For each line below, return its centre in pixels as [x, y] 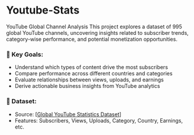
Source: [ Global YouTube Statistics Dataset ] [68, 114]
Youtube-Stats [43, 10]
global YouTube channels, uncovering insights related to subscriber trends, [98, 32]
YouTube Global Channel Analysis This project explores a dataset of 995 [94, 27]
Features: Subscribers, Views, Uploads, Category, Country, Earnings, [99, 120]
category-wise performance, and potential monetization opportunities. [92, 39]
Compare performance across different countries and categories [93, 74]
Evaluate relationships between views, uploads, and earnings [89, 80]
